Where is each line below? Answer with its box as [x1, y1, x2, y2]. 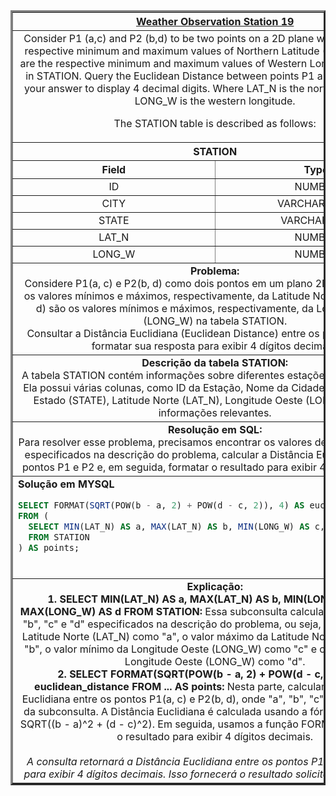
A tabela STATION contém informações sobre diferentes [21, 369, 285, 382]
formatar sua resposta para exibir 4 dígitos [91, 339, 292, 353]
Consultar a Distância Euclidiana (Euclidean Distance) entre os [26, 327, 320, 340]
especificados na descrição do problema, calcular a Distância [24, 448, 314, 461]
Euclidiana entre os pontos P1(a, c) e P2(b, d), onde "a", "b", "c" [21, 692, 325, 706]
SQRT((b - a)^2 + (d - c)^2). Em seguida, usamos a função [19, 717, 299, 731]
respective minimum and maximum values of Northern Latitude [24, 44, 320, 58]
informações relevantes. [158, 406, 272, 419]
